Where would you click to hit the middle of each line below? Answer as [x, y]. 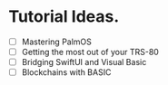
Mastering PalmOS [57, 42]
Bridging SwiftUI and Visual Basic [84, 62]
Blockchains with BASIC [66, 72]
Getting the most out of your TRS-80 [90, 52]
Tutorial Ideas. [64, 17]
